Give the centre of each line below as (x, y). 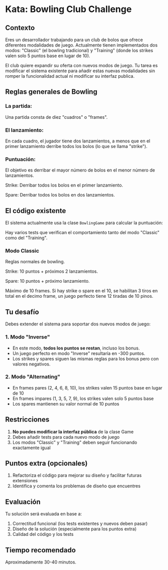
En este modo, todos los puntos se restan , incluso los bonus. (76, 348)
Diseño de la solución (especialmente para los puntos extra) (74, 529)
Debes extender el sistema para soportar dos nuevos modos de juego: (78, 324)
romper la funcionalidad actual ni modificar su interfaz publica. (70, 76)
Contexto (20, 28)
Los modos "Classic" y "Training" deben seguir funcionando (75, 442)
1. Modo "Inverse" (28, 337)
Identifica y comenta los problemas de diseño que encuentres (76, 486)
